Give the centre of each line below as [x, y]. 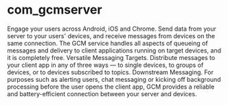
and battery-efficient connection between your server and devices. [102, 93]
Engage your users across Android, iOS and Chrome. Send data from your [112, 29]
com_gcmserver [55, 10]
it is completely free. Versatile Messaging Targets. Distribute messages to [111, 57]
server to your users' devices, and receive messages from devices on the [111, 35]
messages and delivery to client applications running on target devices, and [114, 50]
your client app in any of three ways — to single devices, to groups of [105, 65]
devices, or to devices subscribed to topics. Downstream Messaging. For [111, 72]
